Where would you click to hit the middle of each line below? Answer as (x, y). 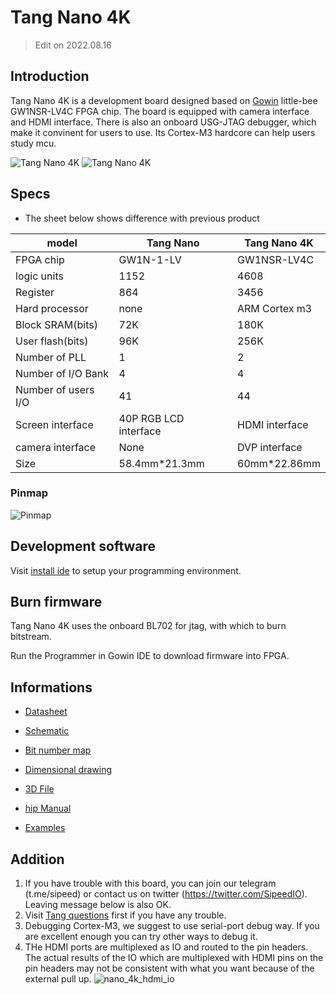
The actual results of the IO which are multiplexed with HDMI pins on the (174, 958)
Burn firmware (56, 602)
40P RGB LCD (151, 418)
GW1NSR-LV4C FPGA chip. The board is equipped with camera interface (160, 111)
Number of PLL (51, 357)
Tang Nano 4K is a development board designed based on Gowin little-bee (164, 100)
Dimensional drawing (68, 770)
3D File (39, 789)
